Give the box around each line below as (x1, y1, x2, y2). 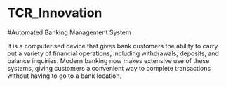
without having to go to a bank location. (7, 72, 122, 80)
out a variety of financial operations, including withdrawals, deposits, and (7, 49, 220, 58)
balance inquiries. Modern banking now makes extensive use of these (7, 56, 210, 65)
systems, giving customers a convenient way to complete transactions (7, 64, 211, 72)
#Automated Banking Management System (7, 28, 131, 36)
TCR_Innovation (7, 5, 102, 21)
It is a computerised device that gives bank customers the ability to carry (7, 41, 218, 50)
